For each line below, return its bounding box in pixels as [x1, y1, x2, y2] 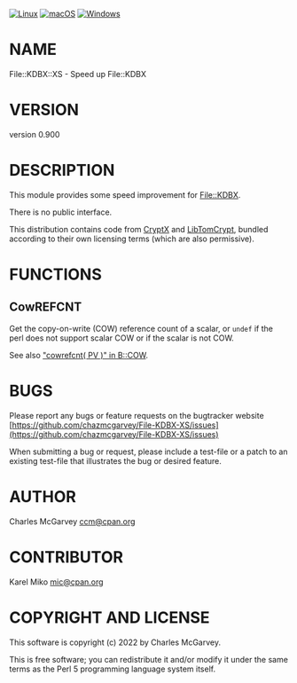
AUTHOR [9, 486, 77, 506]
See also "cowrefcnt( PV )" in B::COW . [9, 349, 149, 360]
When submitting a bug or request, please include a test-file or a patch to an [9, 446, 288, 457]
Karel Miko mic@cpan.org [9, 577, 104, 587]
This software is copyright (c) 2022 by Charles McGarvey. [9, 637, 222, 648]
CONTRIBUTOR [9, 546, 124, 567]
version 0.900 [9, 129, 60, 139]
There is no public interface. [9, 207, 113, 217]
